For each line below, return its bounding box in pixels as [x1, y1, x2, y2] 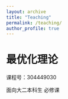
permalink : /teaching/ [6, 20, 62, 26]
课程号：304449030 [6, 74, 57, 81]
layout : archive [6, 8, 46, 15]
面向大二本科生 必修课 [6, 86, 60, 94]
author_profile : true [6, 25, 60, 32]
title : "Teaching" [6, 14, 51, 20]
